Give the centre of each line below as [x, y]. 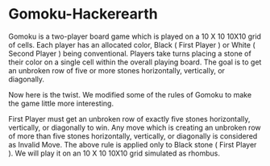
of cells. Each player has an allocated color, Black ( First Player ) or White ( [132, 44]
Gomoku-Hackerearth [83, 14]
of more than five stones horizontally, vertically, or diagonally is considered [133, 136]
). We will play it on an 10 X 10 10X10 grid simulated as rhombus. [114, 153]
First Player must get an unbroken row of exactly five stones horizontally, [129, 118]
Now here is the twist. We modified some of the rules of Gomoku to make [130, 94]
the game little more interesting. [61, 103]
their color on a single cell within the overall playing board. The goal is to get [135, 62]
